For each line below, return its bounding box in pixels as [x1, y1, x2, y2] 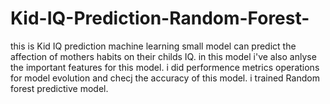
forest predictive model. [10, 82, 109, 94]
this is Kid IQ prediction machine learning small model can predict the [10, 40, 297, 52]
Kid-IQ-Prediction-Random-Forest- [10, 7, 310, 30]
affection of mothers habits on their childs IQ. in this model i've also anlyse [10, 50, 317, 62]
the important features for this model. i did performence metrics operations [10, 61, 320, 73]
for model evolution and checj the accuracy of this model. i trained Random [10, 72, 320, 84]
